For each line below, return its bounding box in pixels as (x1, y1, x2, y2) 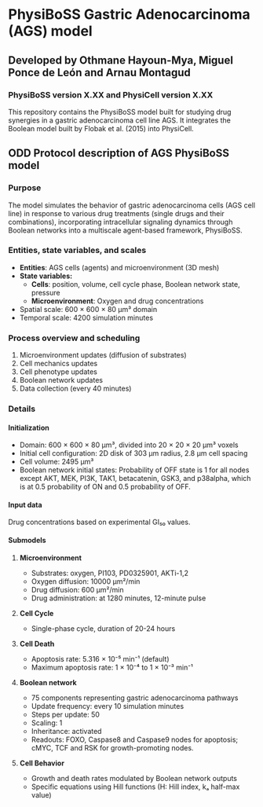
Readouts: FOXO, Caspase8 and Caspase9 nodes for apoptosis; (31, 735, 239, 744)
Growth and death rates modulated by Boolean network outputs (31, 773, 238, 783)
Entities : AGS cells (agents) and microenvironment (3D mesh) (19, 262, 220, 272)
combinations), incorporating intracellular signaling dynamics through (8, 217, 233, 226)
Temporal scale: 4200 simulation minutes (19, 313, 154, 322)
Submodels (8, 536, 46, 545)
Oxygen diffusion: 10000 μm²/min (31, 576, 141, 586)
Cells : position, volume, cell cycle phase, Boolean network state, (31, 279, 241, 288)
